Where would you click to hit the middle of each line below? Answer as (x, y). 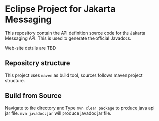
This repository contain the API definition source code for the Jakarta (75, 33)
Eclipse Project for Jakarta (60, 9)
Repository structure (38, 63)
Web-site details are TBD (31, 48)
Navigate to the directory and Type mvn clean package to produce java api (80, 108)
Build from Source (33, 96)
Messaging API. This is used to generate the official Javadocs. (68, 38)
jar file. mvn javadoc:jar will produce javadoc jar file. (58, 113)
